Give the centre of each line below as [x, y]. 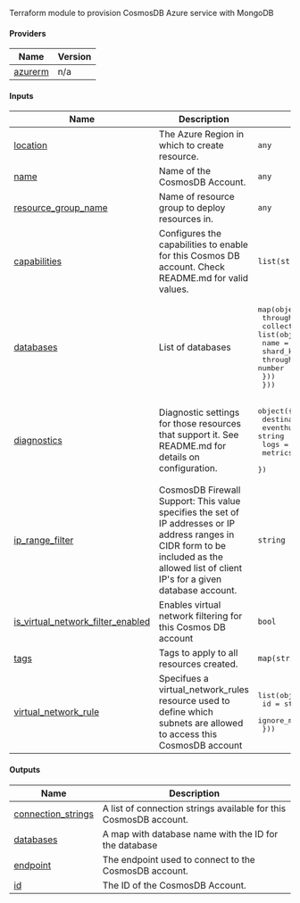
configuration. [188, 468]
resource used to [195, 701]
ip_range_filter [44, 541]
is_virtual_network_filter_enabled [82, 622]
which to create [192, 145]
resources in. [187, 220]
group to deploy [192, 208]
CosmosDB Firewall [200, 490]
